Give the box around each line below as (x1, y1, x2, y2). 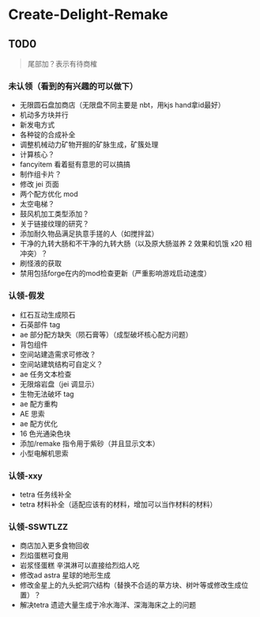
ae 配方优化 (19, 418, 58, 428)
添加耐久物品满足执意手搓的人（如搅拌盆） (19, 229, 159, 238)
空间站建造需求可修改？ (19, 349, 96, 359)
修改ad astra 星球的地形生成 (19, 570, 111, 580)
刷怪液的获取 (19, 259, 62, 269)
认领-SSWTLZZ (8, 521, 69, 532)
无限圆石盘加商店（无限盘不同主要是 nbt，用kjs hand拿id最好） (19, 101, 225, 110)
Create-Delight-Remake (8, 6, 168, 24)
